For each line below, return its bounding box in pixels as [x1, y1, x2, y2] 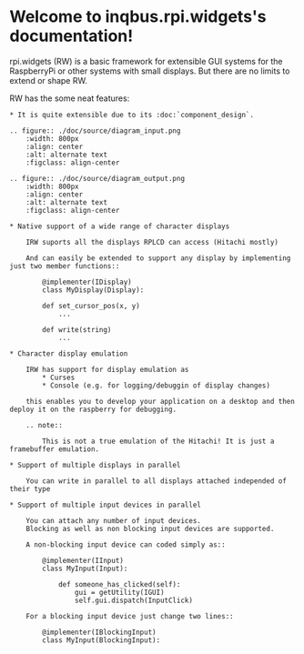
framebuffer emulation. [9, 444, 100, 454]
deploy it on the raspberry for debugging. [9, 405, 177, 414]
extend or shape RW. [9, 75, 88, 86]
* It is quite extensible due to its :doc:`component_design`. [9, 110, 255, 119]
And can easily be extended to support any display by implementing [25, 253, 291, 263]
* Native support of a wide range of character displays [9, 221, 230, 231]
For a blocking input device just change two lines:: [25, 611, 234, 620]
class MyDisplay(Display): [42, 285, 145, 295]
